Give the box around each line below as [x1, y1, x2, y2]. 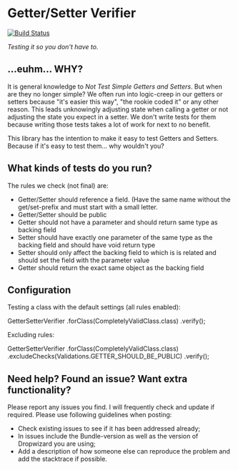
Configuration [7, 284, 71, 296]
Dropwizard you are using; [17, 439, 96, 448]
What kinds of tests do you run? [7, 162, 152, 174]
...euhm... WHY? [7, 63, 84, 76]
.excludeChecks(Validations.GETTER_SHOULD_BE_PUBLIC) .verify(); [7, 352, 209, 361]
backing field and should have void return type [17, 241, 156, 249]
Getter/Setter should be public [17, 210, 107, 219]
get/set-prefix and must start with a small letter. [17, 202, 159, 211]
